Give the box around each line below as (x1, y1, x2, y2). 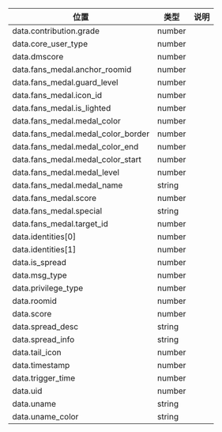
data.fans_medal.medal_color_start (12, 154, 142, 165)
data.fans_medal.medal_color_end (12, 142, 139, 152)
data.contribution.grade (12, 25, 100, 36)
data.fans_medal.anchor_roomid (12, 64, 132, 74)
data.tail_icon (12, 347, 62, 358)
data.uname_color (12, 411, 79, 422)
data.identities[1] (12, 244, 77, 255)
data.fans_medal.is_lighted (12, 103, 111, 113)
